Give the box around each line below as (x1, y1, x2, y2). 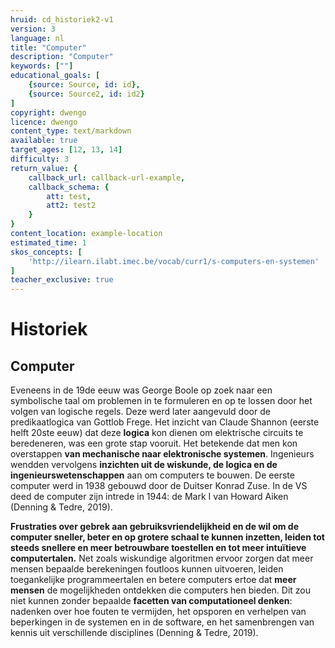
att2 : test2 (46, 201, 97, 211)
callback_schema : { (28, 182, 110, 192)
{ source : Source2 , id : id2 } (28, 89, 145, 99)
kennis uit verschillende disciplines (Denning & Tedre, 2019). (10, 627, 259, 639)
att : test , (46, 191, 92, 201)
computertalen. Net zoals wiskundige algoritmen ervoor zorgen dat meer (10, 552, 314, 565)
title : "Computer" (10, 42, 87, 53)
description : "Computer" (10, 52, 114, 62)
